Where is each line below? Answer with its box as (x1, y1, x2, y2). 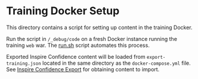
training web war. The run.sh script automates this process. (6, 42, 150, 49)
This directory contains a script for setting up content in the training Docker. (6, 24, 193, 31)
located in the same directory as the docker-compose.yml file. (42, 59, 191, 67)
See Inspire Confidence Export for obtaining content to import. (6, 65, 160, 72)
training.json (6, 61, 42, 67)
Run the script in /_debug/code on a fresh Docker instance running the (6, 35, 178, 42)
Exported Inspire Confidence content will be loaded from (6, 53, 146, 60)
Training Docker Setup (6, 4, 120, 18)
